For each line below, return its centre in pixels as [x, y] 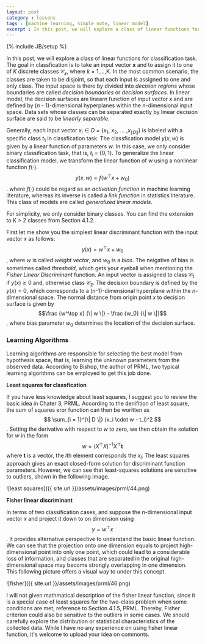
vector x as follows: [31, 238]
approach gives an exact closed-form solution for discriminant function [96, 464]
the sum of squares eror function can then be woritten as [78, 410]
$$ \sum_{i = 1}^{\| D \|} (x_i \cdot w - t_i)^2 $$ [103, 419]
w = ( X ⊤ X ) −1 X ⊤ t [103, 445]
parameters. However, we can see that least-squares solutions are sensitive [102, 470]
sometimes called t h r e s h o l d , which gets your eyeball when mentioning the [100, 268]
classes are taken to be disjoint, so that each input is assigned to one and [99, 80]
